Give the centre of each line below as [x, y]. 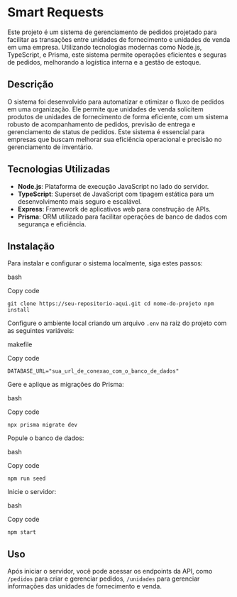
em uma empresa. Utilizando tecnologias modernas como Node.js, [105, 47]
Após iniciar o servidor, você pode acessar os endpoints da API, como [110, 571]
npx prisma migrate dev [43, 425]
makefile [20, 344]
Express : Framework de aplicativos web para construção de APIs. [114, 209]
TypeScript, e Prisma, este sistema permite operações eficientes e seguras [117, 55]
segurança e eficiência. [52, 224]
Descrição [31, 85]
